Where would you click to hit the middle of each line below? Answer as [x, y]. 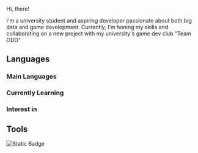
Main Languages [31, 77]
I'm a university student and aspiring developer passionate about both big [99, 20]
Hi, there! [18, 9]
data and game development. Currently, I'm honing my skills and [87, 27]
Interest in [22, 109]
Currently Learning [35, 93]
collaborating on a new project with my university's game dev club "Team [99, 34]
